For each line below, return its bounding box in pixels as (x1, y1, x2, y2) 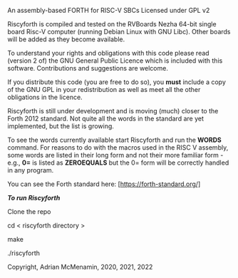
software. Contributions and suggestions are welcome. (7, 64, 169, 72)
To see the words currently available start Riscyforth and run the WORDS (7, 135, 222, 144)
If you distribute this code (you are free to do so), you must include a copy (7, 78, 226, 86)
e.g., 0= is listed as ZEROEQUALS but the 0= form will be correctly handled (7, 158, 229, 167)
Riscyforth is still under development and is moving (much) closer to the (7, 107, 219, 115)
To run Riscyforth (7, 194, 61, 202)
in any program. (7, 166, 54, 174)
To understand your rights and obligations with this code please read (7, 49, 209, 57)
